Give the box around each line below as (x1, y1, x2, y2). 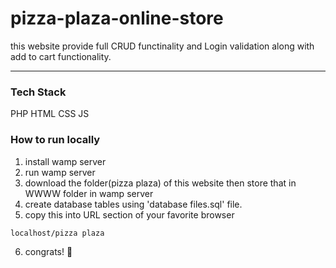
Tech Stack (10, 85, 67, 99)
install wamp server (24, 155, 107, 167)
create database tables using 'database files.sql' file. (24, 198, 243, 210)
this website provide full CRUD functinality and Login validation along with (10, 40, 315, 52)
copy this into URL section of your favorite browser (24, 208, 235, 221)
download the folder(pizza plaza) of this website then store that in (24, 177, 297, 189)
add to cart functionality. (10, 50, 112, 62)
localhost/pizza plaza (10, 228, 105, 238)
